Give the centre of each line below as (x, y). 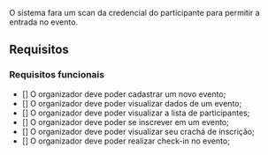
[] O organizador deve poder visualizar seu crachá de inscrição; (138, 131)
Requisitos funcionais (57, 75)
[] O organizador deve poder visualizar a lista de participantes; (136, 113)
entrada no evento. (43, 22)
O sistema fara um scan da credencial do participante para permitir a (134, 13)
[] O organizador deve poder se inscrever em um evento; (126, 122)
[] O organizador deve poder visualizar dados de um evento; (132, 103)
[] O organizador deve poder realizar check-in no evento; (126, 141)
